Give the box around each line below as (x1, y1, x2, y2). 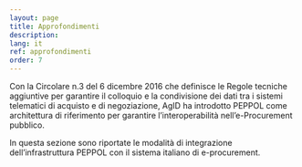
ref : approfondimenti (9, 47, 92, 57)
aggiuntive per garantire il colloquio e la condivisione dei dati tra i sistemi (9, 90, 283, 101)
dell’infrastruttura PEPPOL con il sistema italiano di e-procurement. (9, 147, 261, 158)
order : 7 (9, 56, 43, 65)
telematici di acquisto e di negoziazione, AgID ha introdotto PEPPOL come (9, 100, 287, 110)
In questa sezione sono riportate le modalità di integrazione (9, 138, 233, 148)
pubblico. (9, 120, 46, 130)
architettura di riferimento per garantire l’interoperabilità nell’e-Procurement (9, 110, 294, 120)
